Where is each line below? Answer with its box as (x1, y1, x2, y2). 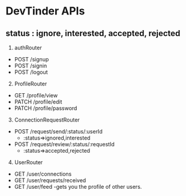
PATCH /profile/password (14, 105, 77, 112)
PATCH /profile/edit (14, 98, 62, 105)
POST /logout (14, 69, 49, 76)
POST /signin (14, 62, 47, 69)
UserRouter (14, 159, 43, 166)
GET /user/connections (14, 170, 72, 177)
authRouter (14, 44, 43, 51)
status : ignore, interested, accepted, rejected (5, 28, 181, 38)
